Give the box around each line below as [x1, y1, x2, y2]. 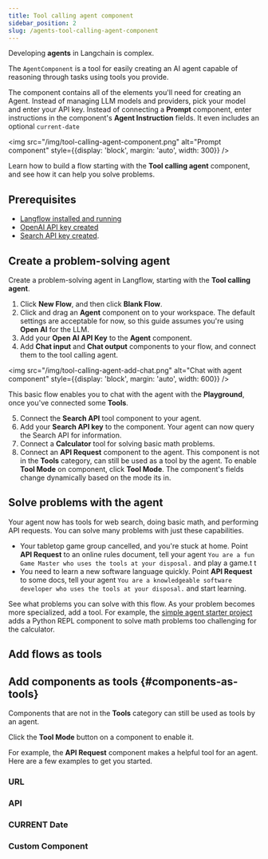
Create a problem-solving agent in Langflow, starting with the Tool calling [8, 275, 251, 284]
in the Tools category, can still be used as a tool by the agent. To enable [19, 456, 257, 465]
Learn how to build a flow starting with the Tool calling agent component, [8, 161, 250, 171]
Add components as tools [8, 675, 138, 688]
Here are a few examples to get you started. [8, 756, 153, 766]
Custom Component [8, 840, 89, 851]
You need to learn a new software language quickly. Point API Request [19, 566, 253, 576]
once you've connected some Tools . [8, 398, 129, 407]
